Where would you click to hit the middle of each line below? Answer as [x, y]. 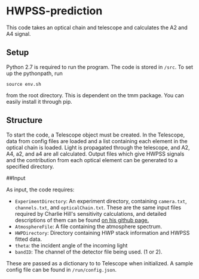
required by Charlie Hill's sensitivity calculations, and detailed [91, 213]
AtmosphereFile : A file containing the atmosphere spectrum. [88, 226]
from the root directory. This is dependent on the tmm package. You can [95, 95]
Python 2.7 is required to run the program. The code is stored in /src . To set [99, 67]
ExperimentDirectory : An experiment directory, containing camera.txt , [101, 201]
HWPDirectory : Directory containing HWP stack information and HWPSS [102, 232]
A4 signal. [19, 33]
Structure [25, 120]
